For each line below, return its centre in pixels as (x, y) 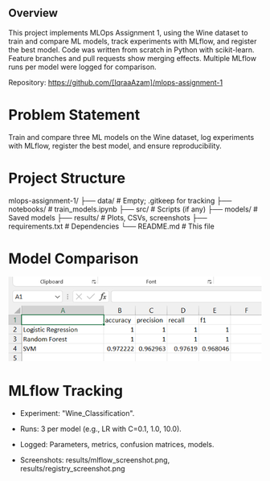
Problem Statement (74, 115)
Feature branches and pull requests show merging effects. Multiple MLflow (133, 58)
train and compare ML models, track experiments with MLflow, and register (133, 41)
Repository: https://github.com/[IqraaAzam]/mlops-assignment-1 (116, 82)
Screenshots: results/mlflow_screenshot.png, (95, 460)
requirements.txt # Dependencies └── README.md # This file (111, 226)
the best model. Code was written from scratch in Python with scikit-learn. (131, 49)
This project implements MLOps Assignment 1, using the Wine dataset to (128, 32)
